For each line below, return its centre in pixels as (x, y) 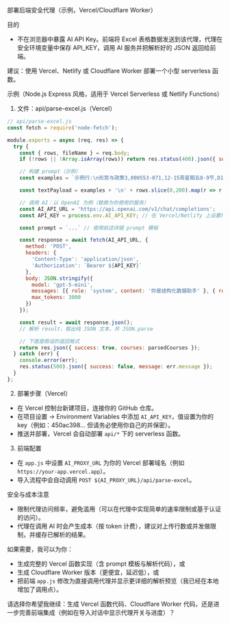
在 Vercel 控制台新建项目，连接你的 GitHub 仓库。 (87, 408)
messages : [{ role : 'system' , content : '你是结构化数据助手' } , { (124, 291)
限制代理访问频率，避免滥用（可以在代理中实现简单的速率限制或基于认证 (119, 509)
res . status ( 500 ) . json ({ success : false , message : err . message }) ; (116, 367)
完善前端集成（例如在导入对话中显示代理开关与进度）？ (97, 612)
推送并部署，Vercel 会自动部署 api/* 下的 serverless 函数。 (101, 433)
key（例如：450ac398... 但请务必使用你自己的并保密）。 (95, 425)
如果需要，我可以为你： (40, 549)
